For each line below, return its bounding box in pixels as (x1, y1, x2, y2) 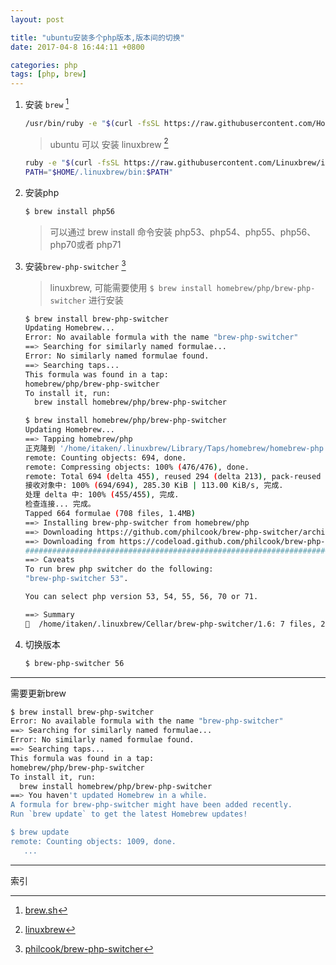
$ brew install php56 (24, 207, 115, 217)
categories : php (10, 60, 78, 70)
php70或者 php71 (49, 238, 122, 250)
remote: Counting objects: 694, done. (24, 452, 187, 463)
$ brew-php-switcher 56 (24, 658, 125, 668)
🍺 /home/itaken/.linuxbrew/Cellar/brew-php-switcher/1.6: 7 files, (24, 619, 317, 629)
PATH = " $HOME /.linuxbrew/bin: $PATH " (24, 167, 174, 178)
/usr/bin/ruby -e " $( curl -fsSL (24, 118, 160, 128)
